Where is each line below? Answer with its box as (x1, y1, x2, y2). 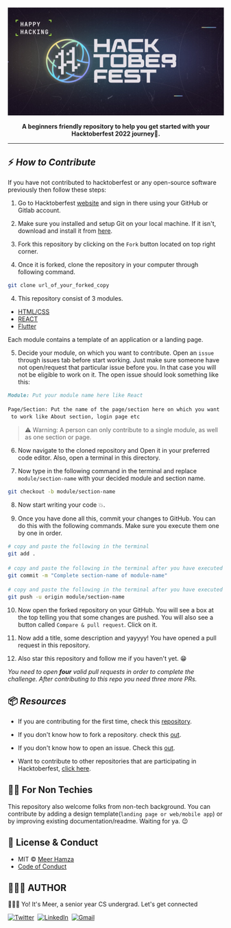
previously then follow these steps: (8, 186, 107, 194)
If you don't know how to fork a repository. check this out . (17, 730, 182, 738)
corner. (17, 247, 38, 255)
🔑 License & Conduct (8, 837, 99, 849)
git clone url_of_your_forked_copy (8, 281, 110, 288)
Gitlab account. (17, 206, 61, 214)
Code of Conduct (17, 862, 67, 870)
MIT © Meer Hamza (17, 855, 75, 863)
